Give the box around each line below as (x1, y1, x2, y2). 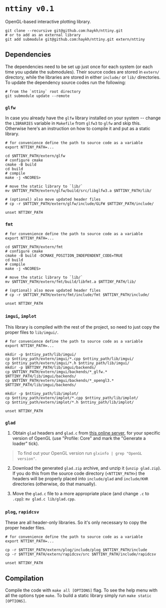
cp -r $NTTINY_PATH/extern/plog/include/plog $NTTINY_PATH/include (5, 547, 148, 553)
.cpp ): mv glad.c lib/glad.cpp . (12, 496, 76, 502)
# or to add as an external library (5, 32, 81, 37)
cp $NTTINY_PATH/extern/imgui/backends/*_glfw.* (5, 369, 108, 374)
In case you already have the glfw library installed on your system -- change (5, 115, 161, 121)
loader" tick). (12, 440, 39, 446)
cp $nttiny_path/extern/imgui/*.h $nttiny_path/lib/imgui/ (5, 360, 130, 365)
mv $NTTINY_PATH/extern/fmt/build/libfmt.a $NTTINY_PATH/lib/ (5, 279, 136, 284)
